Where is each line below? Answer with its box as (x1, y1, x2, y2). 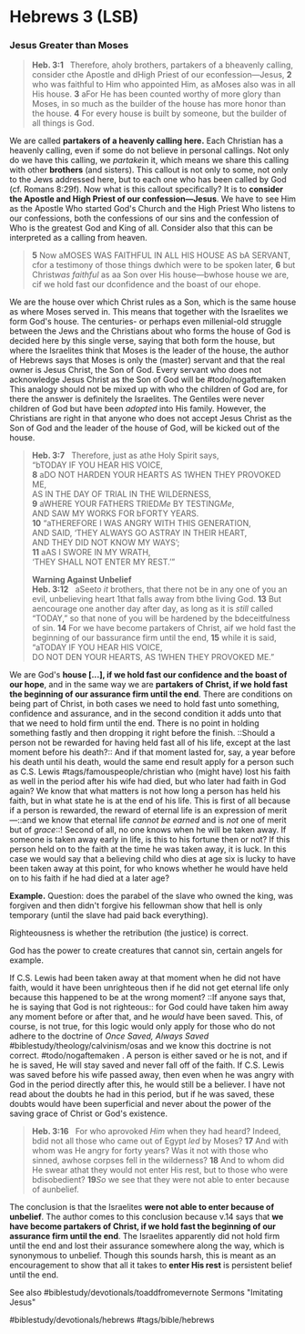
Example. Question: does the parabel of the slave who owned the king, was (9, 891, 294, 902)
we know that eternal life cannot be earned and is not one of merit (37, 814, 287, 826)
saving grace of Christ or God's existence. (9, 1108, 168, 1119)
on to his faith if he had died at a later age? (9, 873, 170, 884)
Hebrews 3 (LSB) (9, 6, 139, 27)
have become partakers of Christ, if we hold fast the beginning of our (9, 1221, 276, 1232)
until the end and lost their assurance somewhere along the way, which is (9, 1240, 285, 1251)
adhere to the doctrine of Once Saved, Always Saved (9, 1030, 209, 1041)
